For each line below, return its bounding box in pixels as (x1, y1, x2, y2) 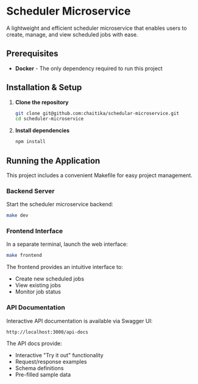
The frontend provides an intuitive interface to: (6, 264, 123, 271)
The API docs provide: (6, 340, 62, 347)
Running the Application (6, 155, 101, 166)
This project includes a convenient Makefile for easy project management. (6, 172, 193, 179)
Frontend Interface (6, 227, 63, 236)
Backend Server (6, 187, 55, 195)
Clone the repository (15, 99, 69, 106)
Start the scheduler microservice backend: (6, 201, 114, 208)
